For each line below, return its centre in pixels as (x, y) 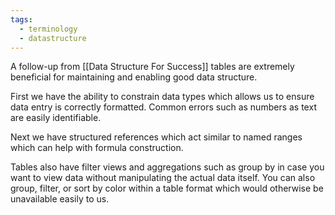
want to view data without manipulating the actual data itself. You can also (163, 178)
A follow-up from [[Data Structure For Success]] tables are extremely (152, 67)
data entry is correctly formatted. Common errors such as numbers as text (163, 107)
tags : (21, 19)
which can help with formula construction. (97, 148)
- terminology (48, 29)
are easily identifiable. (56, 118)
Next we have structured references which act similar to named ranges (156, 137)
